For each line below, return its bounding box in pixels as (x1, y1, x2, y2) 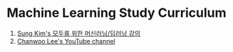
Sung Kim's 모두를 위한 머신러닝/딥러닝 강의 (16, 29, 140, 37)
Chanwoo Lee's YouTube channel (16, 37, 115, 45)
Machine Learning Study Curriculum (6, 5, 227, 21)
